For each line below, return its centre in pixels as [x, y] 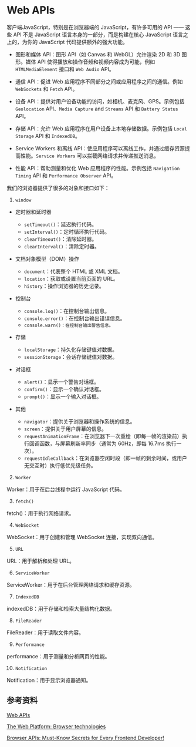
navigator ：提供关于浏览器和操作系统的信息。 [80, 421]
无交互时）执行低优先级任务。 [60, 465]
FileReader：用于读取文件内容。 [45, 632]
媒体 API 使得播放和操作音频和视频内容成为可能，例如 [90, 62]
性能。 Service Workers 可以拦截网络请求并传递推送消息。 [90, 156]
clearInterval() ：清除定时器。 [62, 246]
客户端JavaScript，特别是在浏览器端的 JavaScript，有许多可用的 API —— [95, 27]
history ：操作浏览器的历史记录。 [64, 286]
